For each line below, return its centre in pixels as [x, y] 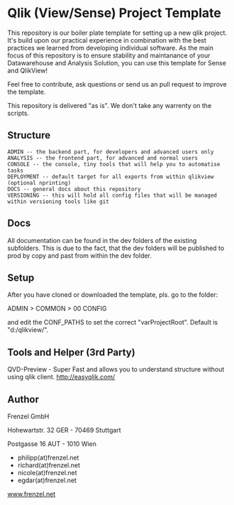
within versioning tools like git [58, 201]
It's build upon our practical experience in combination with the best [107, 40]
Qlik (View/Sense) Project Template [115, 13]
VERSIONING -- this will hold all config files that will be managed [112, 195]
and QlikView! [28, 70]
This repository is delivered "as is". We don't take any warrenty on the [110, 105]
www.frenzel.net [32, 494]
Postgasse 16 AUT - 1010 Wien [52, 444]
